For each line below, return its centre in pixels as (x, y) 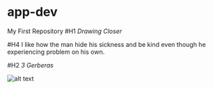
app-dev (32, 12)
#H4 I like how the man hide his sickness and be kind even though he (107, 44)
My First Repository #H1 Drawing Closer (65, 31)
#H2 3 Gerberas (30, 65)
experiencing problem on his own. (56, 52)
